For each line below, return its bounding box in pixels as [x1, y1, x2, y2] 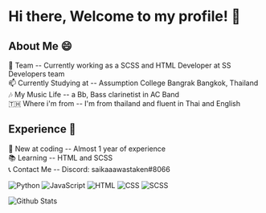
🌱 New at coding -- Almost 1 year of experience [8, 144, 166, 154]
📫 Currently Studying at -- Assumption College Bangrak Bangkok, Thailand [8, 78, 259, 88]
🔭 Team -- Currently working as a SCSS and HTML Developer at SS [8, 60, 231, 70]
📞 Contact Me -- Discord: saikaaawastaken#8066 [8, 164, 170, 174]
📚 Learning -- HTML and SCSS [8, 153, 113, 162]
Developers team [8, 69, 65, 79]
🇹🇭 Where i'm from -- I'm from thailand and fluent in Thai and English [8, 99, 241, 108]
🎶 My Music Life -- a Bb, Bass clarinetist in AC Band [8, 90, 179, 99]
